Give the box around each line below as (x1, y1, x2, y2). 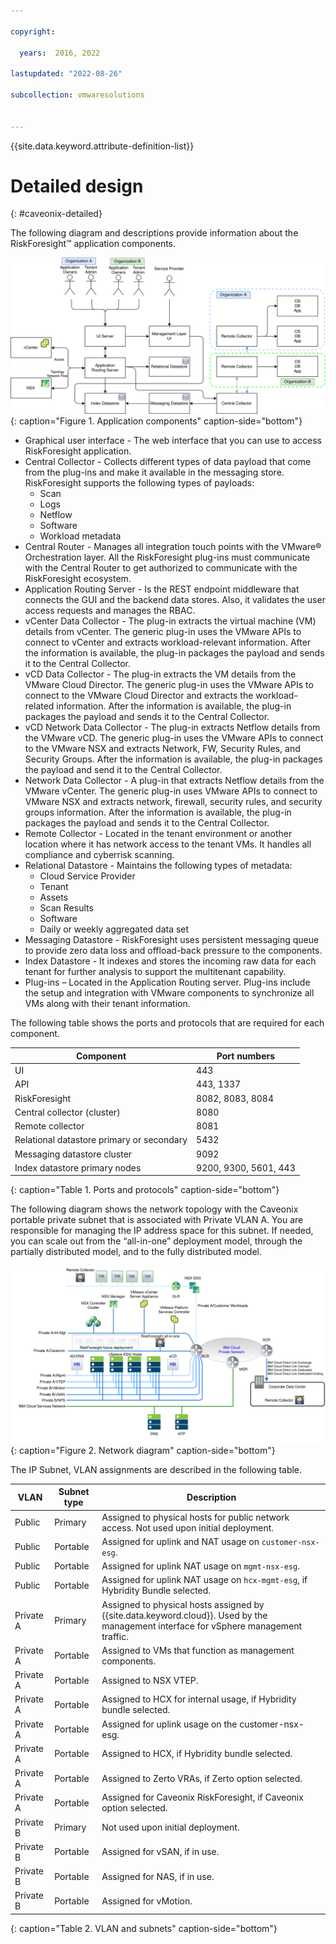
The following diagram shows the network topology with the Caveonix (10, 1203, 299, 1215)
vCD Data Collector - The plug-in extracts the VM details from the (24, 668, 297, 680)
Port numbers (216, 1050, 276, 1062)
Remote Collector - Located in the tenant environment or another (24, 828, 293, 840)
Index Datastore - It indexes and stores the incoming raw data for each (24, 955, 317, 967)
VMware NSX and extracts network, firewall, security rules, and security (24, 796, 323, 808)
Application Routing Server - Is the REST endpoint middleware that (24, 583, 300, 595)
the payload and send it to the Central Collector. (24, 764, 223, 776)
